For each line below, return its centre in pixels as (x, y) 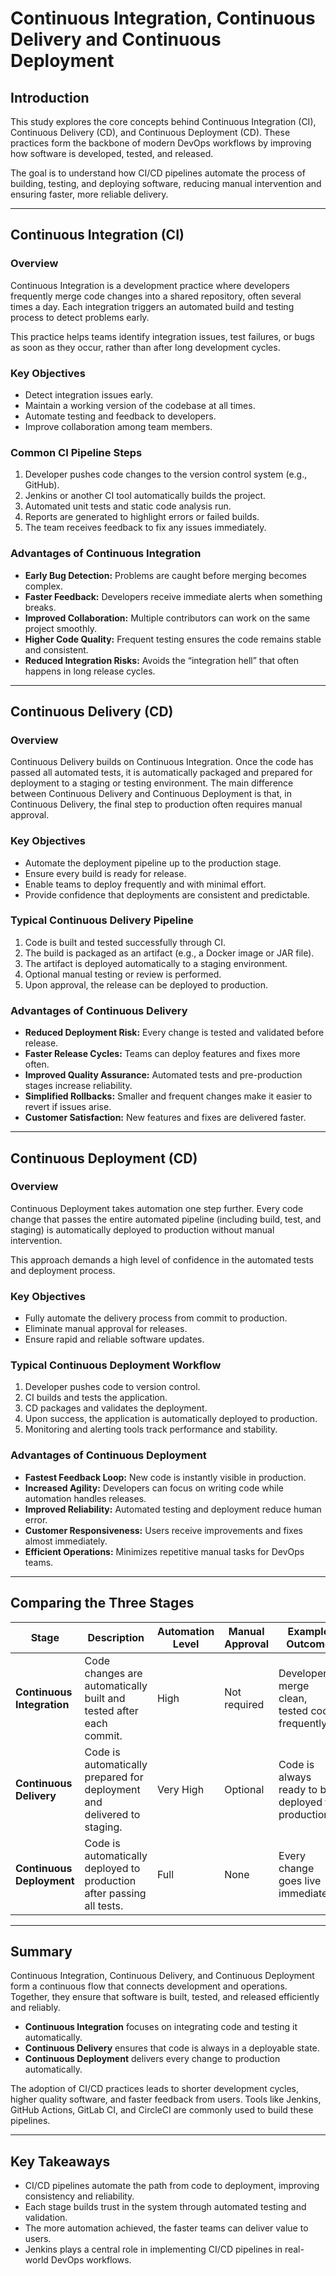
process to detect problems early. (80, 317)
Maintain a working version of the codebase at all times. (140, 405)
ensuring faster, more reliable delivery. (89, 194)
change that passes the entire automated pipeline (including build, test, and (166, 1219)
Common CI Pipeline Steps (76, 452)
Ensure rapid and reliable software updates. (114, 1339)
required (244, 1704)
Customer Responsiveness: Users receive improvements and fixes (163, 1530)
